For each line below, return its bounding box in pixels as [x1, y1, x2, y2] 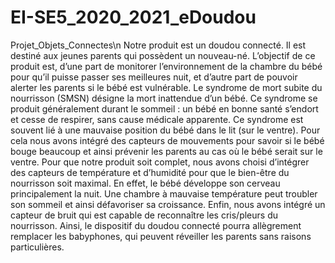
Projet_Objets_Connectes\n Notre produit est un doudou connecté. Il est [10, 39, 307, 51]
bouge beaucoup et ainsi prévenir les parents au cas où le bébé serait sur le [10, 145, 323, 157]
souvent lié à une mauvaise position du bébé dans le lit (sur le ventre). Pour [10, 124, 321, 136]
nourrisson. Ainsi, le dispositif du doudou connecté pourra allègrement [10, 219, 302, 231]
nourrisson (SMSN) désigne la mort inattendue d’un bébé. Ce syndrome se [10, 92, 318, 104]
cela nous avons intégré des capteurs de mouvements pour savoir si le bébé [10, 134, 325, 146]
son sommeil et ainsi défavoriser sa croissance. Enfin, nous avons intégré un [10, 198, 326, 210]
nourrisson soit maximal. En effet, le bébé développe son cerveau [10, 177, 281, 189]
